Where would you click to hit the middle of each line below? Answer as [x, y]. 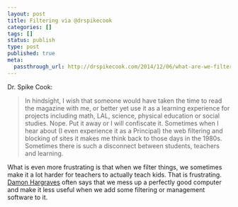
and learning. [44, 153]
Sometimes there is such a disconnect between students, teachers [122, 145]
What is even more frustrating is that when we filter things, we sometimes [115, 167]
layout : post [27, 14]
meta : [15, 60]
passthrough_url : [39, 67]
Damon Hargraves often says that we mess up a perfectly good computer [114, 182]
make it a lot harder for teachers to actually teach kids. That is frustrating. [114, 174]
